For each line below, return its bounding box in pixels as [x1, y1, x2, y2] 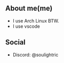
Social [5, 38, 26, 47]
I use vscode [12, 23, 40, 29]
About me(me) [5, 4, 53, 13]
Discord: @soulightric [12, 51, 59, 58]
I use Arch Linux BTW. [12, 17, 59, 24]
